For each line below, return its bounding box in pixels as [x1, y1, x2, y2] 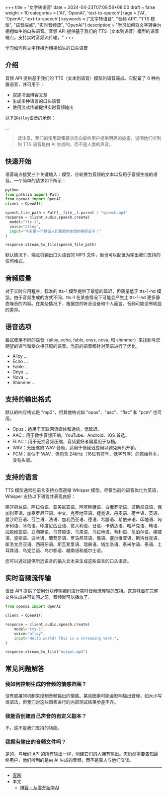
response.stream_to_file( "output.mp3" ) [5, 649, 88, 654]
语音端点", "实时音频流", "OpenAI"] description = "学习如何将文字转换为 [15, 22, 162, 28]
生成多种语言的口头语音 [12, 98, 61, 104]
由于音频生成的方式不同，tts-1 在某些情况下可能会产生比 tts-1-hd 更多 [13, 295, 156, 301]
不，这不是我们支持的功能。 [5, 725, 62, 731]
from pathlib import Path [5, 192, 59, 197]
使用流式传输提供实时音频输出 [12, 104, 74, 110]
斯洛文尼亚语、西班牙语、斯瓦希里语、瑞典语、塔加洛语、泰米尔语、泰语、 [5, 541, 158, 547]
